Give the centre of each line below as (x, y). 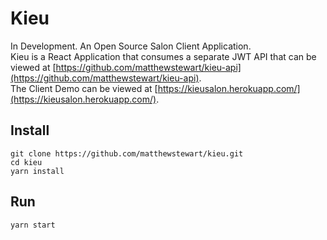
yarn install (37, 171)
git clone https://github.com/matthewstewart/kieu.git (127, 153)
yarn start (33, 225)
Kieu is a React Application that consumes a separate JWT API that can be (163, 56)
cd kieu (26, 162)
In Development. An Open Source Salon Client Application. (131, 46)
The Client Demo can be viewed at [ (84, 88)
